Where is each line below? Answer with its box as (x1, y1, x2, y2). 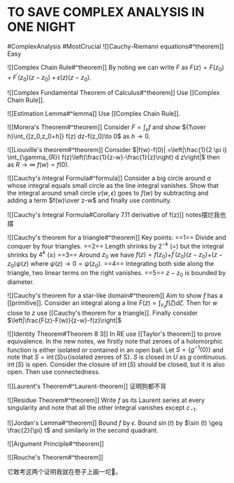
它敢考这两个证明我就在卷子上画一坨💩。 (7, 468, 122, 476)
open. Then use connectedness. (7, 368, 101, 376)
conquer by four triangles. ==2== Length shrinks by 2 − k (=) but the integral (7, 240, 224, 250)
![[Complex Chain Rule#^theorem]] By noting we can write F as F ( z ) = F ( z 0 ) (7, 63, 225, 73)
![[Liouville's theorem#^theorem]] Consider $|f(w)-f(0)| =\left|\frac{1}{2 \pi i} (7, 145, 228, 154)
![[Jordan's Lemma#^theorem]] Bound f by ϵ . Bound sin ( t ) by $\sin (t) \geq (7, 419, 223, 427)
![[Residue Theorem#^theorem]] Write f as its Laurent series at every (7, 396, 205, 405)
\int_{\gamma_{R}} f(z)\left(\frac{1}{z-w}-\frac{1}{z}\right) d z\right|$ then (7, 153, 220, 161)
